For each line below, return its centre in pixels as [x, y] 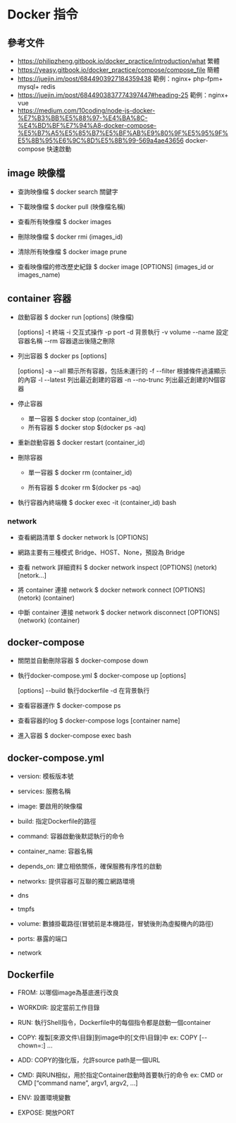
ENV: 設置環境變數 [44, 1098]
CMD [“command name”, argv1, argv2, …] [78, 1083]
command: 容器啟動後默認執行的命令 [71, 836]
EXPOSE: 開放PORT [46, 1112]
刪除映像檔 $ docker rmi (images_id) [70, 237]
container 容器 [39, 298]
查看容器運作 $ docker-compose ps [69, 705]
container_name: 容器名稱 [55, 851]
